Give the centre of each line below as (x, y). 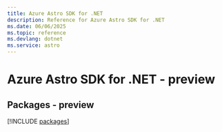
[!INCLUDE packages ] (38, 121)
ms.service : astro (33, 45)
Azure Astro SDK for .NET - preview (111, 79)
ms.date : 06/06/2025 (37, 26)
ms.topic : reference (37, 33)
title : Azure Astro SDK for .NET (55, 13)
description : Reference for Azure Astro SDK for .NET (86, 20)
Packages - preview (51, 105)
